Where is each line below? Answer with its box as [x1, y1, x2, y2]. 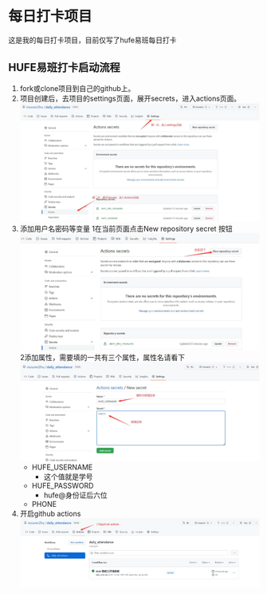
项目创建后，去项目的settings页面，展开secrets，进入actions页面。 [19, 93, 241, 103]
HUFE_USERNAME [31, 462, 93, 472]
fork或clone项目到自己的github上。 [19, 83, 135, 93]
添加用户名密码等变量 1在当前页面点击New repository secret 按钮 [19, 224, 233, 233]
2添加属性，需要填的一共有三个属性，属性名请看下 [19, 353, 186, 362]
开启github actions [19, 509, 81, 518]
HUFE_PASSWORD [31, 481, 94, 490]
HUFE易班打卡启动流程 [8, 61, 121, 74]
